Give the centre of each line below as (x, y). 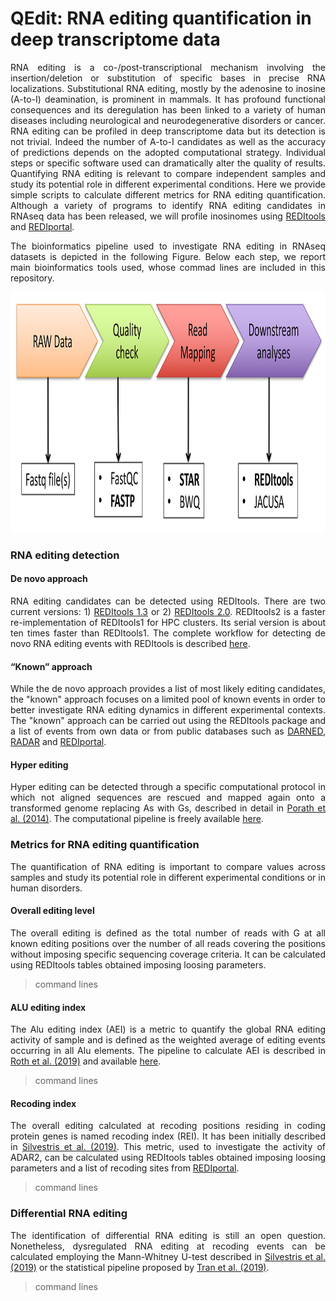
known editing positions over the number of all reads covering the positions (168, 943)
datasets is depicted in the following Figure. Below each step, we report (168, 256)
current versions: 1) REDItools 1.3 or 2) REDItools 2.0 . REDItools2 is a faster (168, 612)
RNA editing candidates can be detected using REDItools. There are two (168, 601)
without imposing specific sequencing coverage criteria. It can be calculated (168, 954)
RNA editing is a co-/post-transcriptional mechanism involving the (168, 67)
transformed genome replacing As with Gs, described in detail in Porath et (168, 808)
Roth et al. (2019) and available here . (86, 1061)
